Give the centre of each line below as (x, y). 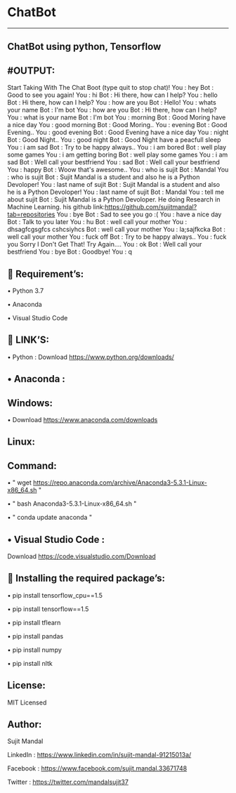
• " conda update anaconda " (50, 518)
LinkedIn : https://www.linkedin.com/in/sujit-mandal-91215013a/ (99, 755)
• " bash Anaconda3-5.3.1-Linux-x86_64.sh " (72, 504)
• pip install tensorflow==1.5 (48, 609)
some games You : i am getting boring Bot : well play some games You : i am (118, 155)
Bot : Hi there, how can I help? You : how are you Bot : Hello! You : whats (112, 103)
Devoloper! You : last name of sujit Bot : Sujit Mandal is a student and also (113, 185)
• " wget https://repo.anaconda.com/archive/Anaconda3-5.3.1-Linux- (107, 483)
